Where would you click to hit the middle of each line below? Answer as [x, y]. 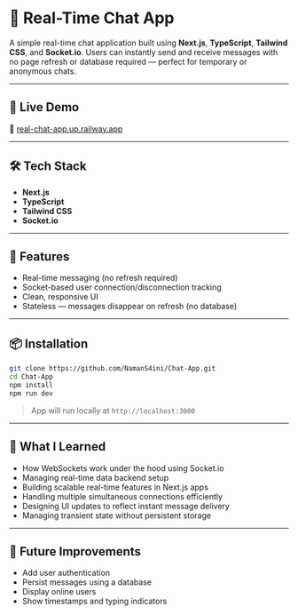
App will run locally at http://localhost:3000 [113, 410]
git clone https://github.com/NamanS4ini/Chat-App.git [113, 369]
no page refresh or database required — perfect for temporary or [128, 61]
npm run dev [31, 393]
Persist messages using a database [87, 582]
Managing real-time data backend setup [95, 477]
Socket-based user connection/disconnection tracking [122, 287]
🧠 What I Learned [58, 447]
